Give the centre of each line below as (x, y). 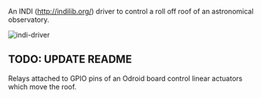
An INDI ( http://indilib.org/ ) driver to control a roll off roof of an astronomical (131, 11)
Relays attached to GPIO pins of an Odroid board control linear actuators (125, 78)
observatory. (29, 20)
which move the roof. (42, 86)
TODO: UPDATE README (70, 59)
